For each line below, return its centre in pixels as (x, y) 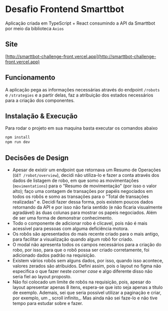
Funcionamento (30, 78)
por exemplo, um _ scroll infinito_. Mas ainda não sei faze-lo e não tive (85, 298)
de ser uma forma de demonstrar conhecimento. (62, 218)
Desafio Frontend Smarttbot (65, 9)
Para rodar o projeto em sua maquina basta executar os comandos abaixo (81, 128)
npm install (18, 137)
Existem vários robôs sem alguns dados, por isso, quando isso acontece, (88, 260)
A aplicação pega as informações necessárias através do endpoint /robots (82, 89)
